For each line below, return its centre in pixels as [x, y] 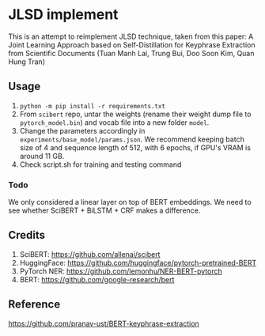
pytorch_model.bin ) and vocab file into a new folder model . [114, 122]
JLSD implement [63, 15]
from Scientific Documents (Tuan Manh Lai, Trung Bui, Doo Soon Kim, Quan [131, 53]
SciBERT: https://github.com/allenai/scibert [90, 254]
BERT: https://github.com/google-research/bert [97, 279]
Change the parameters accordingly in [82, 130]
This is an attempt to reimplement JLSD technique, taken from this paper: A [131, 36]
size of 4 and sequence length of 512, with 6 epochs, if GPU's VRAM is [135, 147]
